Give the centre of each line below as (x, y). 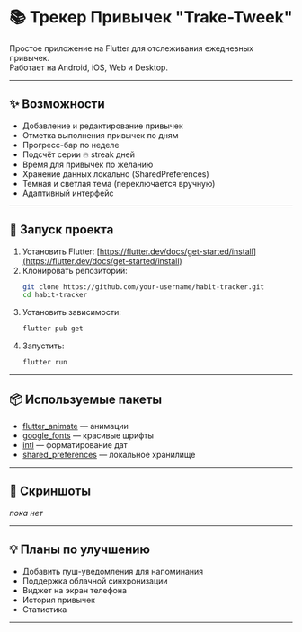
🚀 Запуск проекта (62, 230)
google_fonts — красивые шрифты (88, 435)
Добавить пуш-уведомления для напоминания (113, 571)
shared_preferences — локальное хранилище (109, 454)
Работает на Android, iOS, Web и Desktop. (89, 67)
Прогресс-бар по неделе (71, 145)
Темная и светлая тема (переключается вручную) (119, 183)
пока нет (26, 513)
